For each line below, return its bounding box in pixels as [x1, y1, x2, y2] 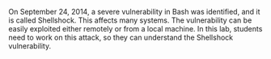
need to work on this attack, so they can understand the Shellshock [8, 32, 233, 42]
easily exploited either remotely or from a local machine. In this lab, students [8, 24, 263, 33]
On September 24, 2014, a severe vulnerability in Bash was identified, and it [8, 7, 260, 16]
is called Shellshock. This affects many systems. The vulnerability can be [8, 15, 252, 25]
